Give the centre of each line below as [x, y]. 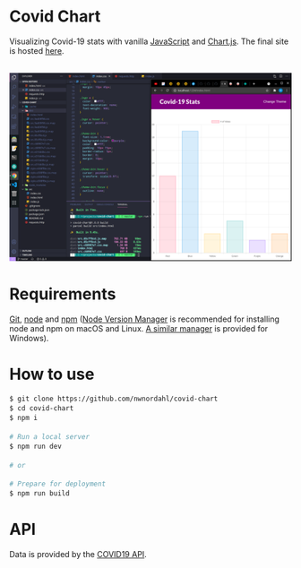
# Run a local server [50, 436]
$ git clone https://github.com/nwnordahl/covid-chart [114, 399]
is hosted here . [37, 50]
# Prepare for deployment [57, 484]
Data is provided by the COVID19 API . [78, 555]
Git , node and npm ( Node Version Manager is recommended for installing [145, 319]
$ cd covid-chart [42, 409]
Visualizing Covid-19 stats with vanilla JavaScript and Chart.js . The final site [149, 41]
